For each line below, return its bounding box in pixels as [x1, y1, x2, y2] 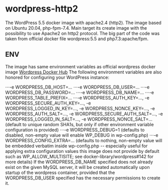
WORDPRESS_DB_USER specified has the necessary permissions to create [5, 174, 160, 181]
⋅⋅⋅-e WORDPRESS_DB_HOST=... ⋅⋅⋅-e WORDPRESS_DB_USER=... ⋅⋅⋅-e [5, 84, 150, 90]
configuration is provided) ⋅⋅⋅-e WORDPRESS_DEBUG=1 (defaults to [5, 127, 145, 133]
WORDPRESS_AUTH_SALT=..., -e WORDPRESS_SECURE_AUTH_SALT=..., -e [5, 111, 163, 117]
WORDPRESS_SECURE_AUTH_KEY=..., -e [5, 100, 92, 106]
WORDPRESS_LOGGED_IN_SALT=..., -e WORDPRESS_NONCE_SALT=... [5, 116, 152, 122]
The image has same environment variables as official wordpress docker [5, 63, 156, 69]
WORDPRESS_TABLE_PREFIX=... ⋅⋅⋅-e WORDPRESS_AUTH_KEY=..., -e [5, 94, 150, 101]
